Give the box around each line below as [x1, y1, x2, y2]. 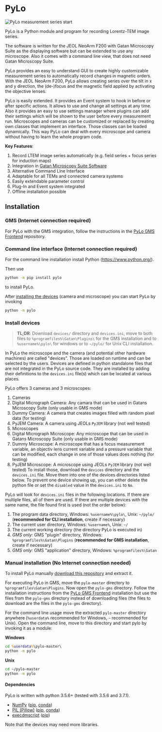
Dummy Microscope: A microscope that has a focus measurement [12, 441, 145, 446]
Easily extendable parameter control [12, 178, 85, 184]
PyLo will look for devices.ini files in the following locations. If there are [5, 492, 149, 497]
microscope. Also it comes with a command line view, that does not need [5, 53, 151, 59]
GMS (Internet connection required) [5, 217, 91, 224]
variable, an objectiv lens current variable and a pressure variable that [12, 446, 152, 452]
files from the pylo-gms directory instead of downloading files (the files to [5, 595, 151, 601]
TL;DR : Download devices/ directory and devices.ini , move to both [16, 330, 153, 336]
